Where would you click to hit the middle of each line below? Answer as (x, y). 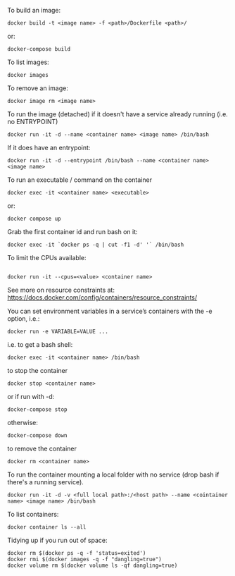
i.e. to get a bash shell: (40, 344)
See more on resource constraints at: (61, 290)
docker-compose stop (38, 410)
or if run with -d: (31, 397)
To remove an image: (38, 88)
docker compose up (34, 219)
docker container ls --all (47, 527)
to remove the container (42, 448)
